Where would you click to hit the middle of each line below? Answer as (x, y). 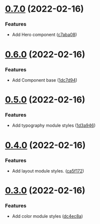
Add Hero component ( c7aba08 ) (44, 34)
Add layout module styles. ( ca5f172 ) (48, 171)
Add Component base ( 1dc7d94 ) (45, 80)
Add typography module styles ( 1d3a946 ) (54, 125)
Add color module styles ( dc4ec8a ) (48, 216)
